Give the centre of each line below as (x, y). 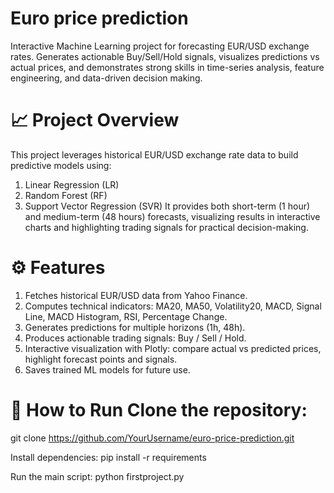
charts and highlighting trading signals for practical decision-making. (166, 227)
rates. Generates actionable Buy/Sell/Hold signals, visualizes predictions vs (165, 56)
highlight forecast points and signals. (101, 359)
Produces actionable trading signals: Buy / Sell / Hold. (135, 338)
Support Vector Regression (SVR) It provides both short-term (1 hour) (167, 206)
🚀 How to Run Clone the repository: (159, 410)
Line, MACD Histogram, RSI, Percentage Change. (126, 316)
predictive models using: (61, 165)
